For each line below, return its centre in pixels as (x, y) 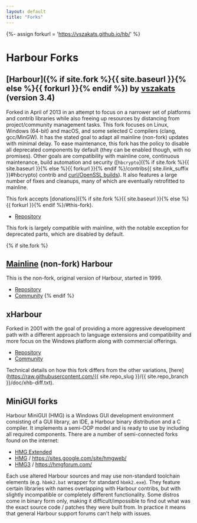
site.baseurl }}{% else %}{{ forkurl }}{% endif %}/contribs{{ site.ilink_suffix (97, 168)
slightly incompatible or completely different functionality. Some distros (93, 494)
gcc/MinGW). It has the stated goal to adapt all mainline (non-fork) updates (97, 137)
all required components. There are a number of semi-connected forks (92, 434)
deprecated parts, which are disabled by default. (65, 234)
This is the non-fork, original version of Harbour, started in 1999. (84, 278)
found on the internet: (32, 440)
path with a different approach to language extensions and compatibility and (99, 335)
